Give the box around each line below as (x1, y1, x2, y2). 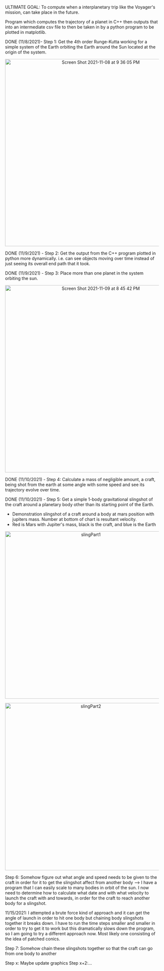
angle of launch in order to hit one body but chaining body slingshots (5, 915, 144, 921)
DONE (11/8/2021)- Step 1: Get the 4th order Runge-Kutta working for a (5, 39, 147, 45)
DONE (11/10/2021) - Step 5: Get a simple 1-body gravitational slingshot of (5, 496, 153, 502)
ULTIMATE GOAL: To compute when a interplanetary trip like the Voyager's (5, 4, 155, 10)
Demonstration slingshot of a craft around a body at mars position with (12, 511, 155, 517)
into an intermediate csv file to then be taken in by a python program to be (5, 24, 155, 30)
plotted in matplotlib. (5, 29, 46, 35)
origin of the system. (5, 49, 47, 55)
